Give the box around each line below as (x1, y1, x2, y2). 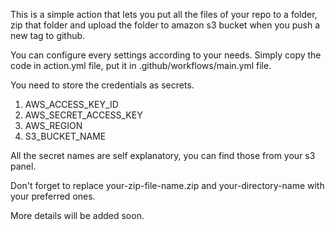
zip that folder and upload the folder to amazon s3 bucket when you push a (10, 19, 321, 31)
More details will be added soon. (10, 210, 145, 221)
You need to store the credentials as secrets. (10, 79, 195, 91)
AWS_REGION (24, 120, 83, 131)
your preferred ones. (10, 190, 96, 202)
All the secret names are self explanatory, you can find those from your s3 (10, 150, 316, 161)
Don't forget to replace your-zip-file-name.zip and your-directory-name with (10, 180, 325, 191)
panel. (10, 160, 37, 172)
